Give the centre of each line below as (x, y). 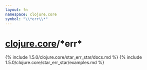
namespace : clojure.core (31, 14)
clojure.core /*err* (44, 43)
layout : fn (16, 10)
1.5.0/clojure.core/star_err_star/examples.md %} (55, 63)
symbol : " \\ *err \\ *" (27, 19)
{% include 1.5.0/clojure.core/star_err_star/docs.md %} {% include (74, 57)
